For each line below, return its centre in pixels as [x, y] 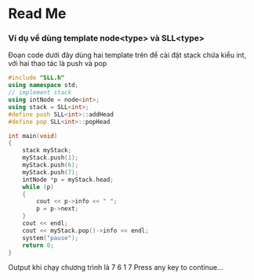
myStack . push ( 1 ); [51, 158]
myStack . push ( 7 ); [51, 172]
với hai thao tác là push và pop [58, 64]
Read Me [37, 14]
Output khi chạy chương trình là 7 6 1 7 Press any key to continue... [116, 267]
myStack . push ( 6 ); [51, 165]
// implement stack [40, 93]
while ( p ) [38, 187]
